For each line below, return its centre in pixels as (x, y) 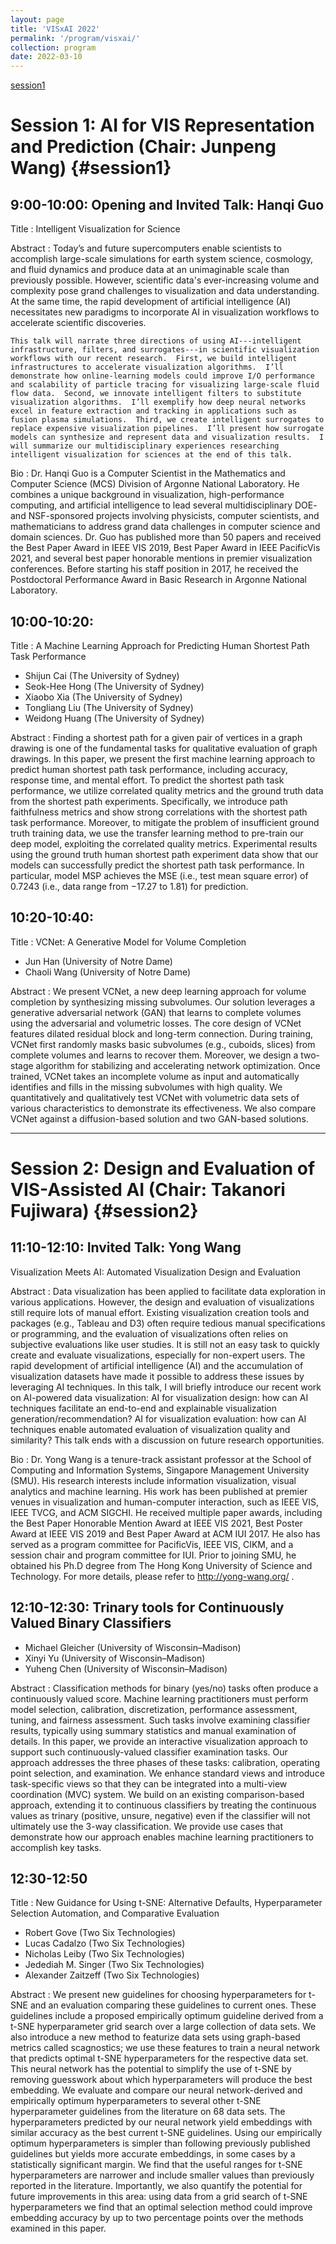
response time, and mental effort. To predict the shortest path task (147, 780)
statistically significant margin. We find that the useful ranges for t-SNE (156, 2165)
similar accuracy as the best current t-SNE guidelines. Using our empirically (166, 2133)
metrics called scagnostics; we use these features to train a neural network (165, 2048)
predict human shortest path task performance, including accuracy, (149, 769)
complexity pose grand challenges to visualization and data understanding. (165, 291)
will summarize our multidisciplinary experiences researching (145, 446)
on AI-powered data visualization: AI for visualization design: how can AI (159, 1397)
